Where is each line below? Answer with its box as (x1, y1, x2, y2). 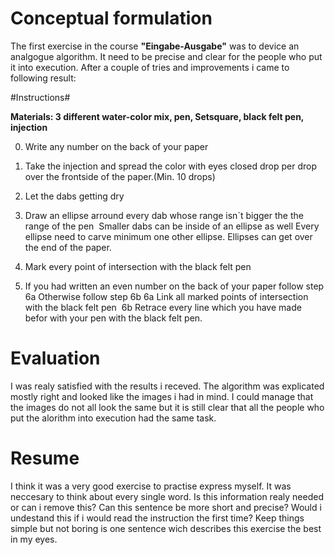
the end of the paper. (24, 241, 112, 253)
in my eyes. (10, 533, 58, 545)
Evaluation (10, 347, 101, 370)
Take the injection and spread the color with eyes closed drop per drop (24, 160, 318, 172)
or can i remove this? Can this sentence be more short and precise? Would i (10, 501, 322, 513)
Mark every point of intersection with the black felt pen (24, 260, 252, 272)
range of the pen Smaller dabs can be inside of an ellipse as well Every (24, 220, 320, 232)
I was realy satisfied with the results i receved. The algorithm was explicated (10, 380, 325, 392)
